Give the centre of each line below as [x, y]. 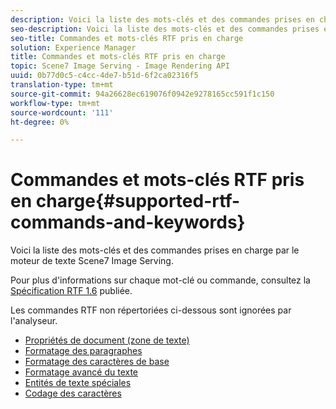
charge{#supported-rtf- [138, 201]
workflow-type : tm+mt [55, 103]
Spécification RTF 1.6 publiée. [71, 291]
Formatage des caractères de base [97, 362]
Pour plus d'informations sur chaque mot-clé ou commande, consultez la [160, 280]
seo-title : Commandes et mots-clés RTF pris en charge [127, 38]
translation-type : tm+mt [62, 85]
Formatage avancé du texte [81, 372]
